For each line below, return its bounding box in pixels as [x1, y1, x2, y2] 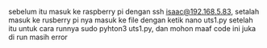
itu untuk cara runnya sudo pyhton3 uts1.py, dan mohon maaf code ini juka [8, 24, 257, 33]
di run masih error [8, 32, 69, 42]
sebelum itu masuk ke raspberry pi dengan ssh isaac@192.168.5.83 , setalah [8, 7, 260, 16]
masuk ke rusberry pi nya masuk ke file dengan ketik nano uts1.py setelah [8, 15, 254, 25]
